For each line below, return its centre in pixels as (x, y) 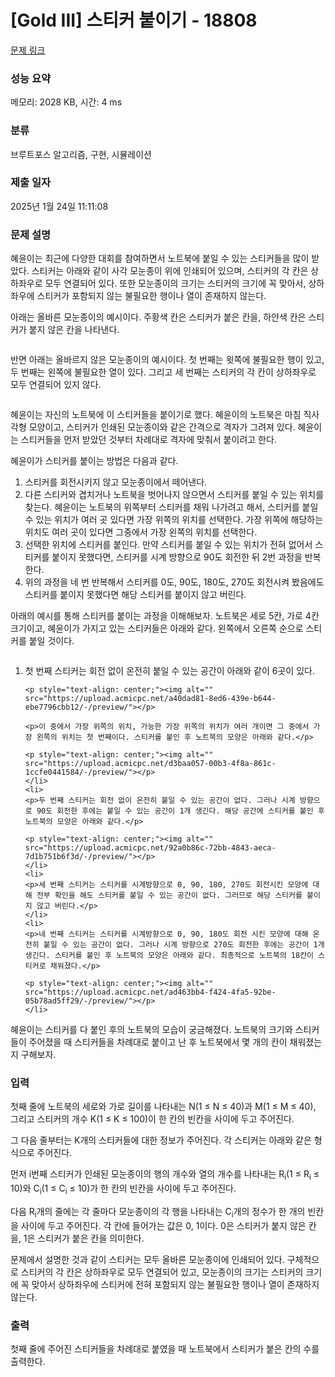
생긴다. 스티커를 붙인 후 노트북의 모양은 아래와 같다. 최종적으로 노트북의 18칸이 (169, 956)
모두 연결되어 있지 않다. (56, 385)
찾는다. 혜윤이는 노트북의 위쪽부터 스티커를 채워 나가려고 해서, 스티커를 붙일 (171, 507)
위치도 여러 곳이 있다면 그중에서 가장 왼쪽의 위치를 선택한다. (141, 532)
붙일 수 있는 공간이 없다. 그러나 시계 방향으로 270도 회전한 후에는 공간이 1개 (184, 945)
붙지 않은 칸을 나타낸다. (74, 330)
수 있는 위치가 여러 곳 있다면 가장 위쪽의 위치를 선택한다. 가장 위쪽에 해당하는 (174, 520)
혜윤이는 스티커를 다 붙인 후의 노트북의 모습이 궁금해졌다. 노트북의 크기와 (151, 1030)
